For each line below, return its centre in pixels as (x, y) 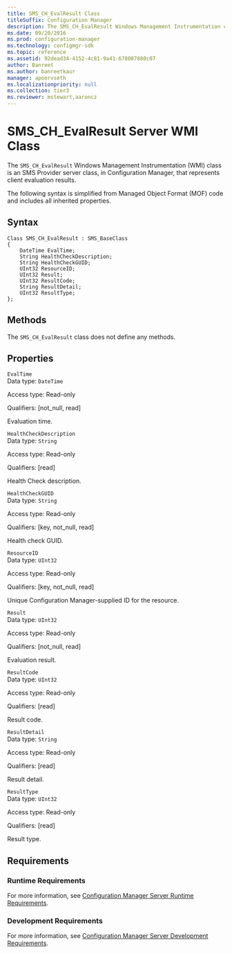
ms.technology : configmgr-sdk (51, 46)
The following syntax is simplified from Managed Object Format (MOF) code (115, 193)
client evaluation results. (42, 180)
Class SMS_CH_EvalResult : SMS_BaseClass (68, 238)
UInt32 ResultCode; (48, 281)
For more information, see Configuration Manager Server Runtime (100, 896)
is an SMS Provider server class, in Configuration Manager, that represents (113, 172)
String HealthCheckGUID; (55, 263)
